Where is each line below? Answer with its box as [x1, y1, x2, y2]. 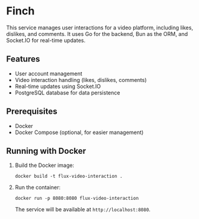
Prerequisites [6, 107, 58, 117]
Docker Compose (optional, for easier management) [14, 129, 144, 136]
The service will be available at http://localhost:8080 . [14, 206, 151, 213]
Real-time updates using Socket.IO [14, 83, 101, 90]
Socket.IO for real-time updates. [6, 36, 86, 44]
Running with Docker [6, 145, 86, 156]
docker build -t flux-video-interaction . [14, 174, 123, 180]
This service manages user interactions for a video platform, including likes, [6, 24, 194, 31]
